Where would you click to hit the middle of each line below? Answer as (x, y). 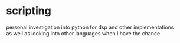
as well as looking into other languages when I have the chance (83, 33)
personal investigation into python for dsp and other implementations (90, 27)
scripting (29, 11)
